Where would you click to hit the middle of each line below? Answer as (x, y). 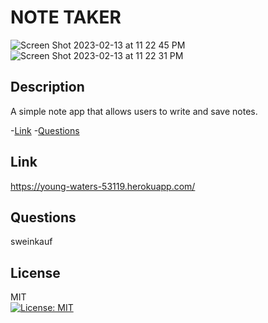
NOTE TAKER (66, 17)
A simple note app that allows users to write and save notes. (134, 111)
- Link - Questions (45, 130)
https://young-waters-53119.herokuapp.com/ (103, 186)
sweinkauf (31, 242)
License (35, 272)
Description (47, 87)
